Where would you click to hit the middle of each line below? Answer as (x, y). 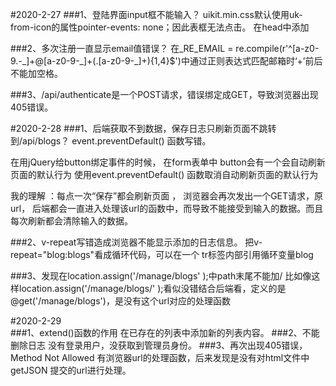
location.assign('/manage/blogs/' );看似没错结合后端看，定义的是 (152, 288)
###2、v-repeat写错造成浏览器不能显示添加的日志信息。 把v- (136, 242)
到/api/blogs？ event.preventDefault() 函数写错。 (111, 141)
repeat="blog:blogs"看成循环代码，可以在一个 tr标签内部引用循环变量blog (162, 254)
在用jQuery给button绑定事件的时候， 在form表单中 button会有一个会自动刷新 (168, 162)
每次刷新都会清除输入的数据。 (71, 221)
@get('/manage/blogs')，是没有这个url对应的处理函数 (121, 301)
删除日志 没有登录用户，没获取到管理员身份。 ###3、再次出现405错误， (159, 345)
